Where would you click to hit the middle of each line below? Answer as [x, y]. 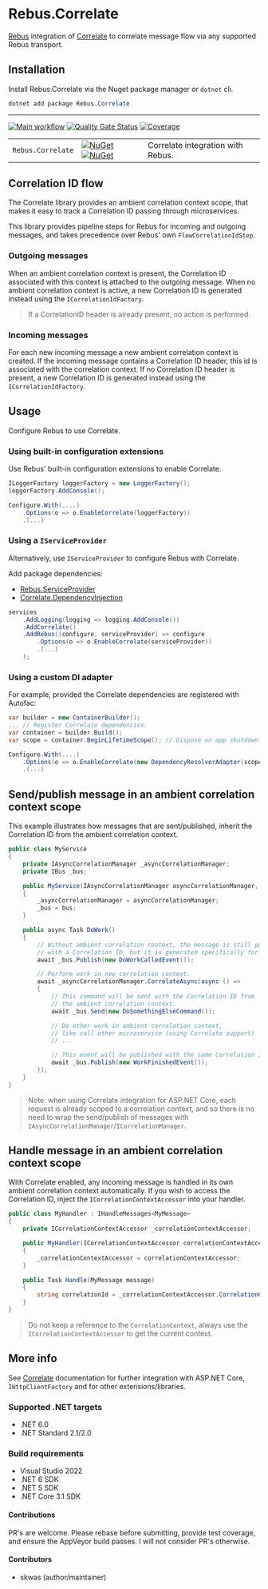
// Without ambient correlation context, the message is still [144, 945]
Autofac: [22, 703]
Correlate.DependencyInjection [71, 597]
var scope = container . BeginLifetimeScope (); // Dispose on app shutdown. [135, 740]
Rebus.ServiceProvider [57, 589]
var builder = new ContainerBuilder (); [75, 718]
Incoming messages [48, 335]
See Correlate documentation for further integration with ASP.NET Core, [127, 1378]
